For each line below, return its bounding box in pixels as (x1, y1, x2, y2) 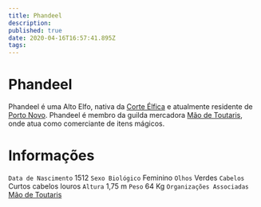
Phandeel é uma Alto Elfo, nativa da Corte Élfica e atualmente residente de (8, 102, 253, 111)
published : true (8, 26, 62, 34)
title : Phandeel (8, 11, 62, 20)
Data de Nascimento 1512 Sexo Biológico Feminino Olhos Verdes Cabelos (8, 173, 245, 182)
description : (8, 19, 52, 27)
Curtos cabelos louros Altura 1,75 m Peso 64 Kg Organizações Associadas (8, 182, 249, 191)
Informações (8, 146, 95, 165)
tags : (8, 41, 26, 49)
